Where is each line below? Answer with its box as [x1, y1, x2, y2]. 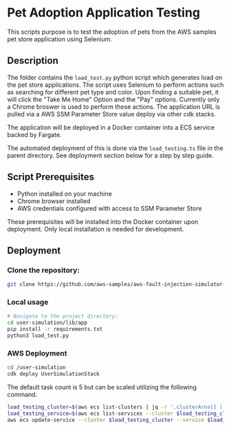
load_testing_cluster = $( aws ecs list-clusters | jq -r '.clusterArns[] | [7, 403, 223, 411]
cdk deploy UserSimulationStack [7, 371, 100, 378]
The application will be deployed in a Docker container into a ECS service [7, 123, 215, 132]
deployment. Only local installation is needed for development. [7, 225, 184, 233]
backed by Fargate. [7, 130, 62, 139]
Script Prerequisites [7, 171, 95, 183]
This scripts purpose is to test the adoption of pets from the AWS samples [7, 28, 217, 36]
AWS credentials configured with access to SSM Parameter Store [16, 204, 202, 212]
